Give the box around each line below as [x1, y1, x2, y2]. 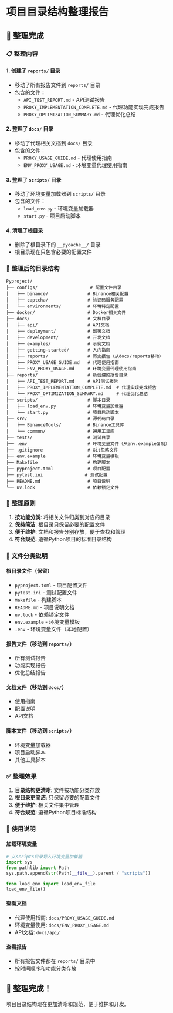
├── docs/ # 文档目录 [6, 316, 110, 322]
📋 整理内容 [6, 49, 38, 58]
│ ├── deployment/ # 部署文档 [6, 328, 110, 334]
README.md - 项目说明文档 [14, 604, 75, 611]
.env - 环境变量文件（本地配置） [14, 626, 93, 633]
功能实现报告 [14, 662, 46, 669]
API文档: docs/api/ [14, 928, 60, 935]
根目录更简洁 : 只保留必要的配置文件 [14, 794, 100, 801]
